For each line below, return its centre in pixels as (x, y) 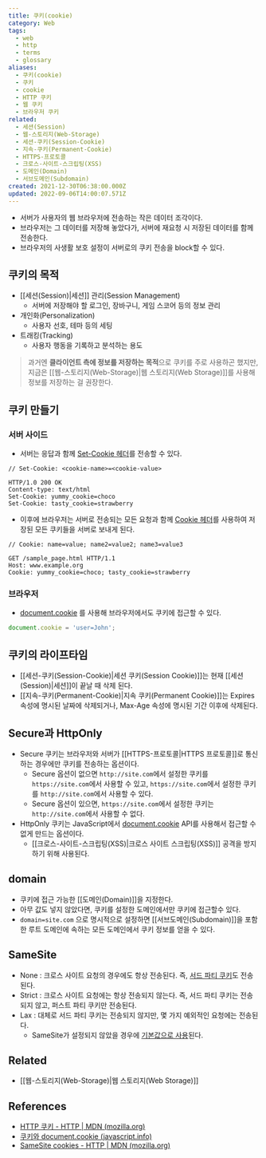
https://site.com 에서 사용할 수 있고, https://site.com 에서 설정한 (136, 784)
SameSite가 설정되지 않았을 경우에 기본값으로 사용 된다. (117, 1035)
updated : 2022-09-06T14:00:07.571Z (67, 194)
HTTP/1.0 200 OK (35, 483)
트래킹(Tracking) (46, 335)
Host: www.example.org (46, 566)
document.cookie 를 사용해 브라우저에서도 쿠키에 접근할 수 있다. (120, 613)
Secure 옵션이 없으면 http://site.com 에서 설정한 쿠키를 (120, 773)
